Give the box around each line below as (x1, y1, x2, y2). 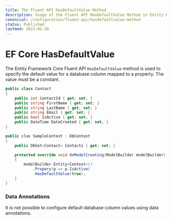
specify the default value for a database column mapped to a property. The (5, 71, 164, 77)
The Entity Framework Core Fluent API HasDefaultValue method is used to (5, 65, 161, 72)
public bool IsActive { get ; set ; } (14, 115, 93, 120)
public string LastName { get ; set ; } (14, 105, 97, 111)
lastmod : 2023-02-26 (5, 27, 50, 32)
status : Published (5, 21, 45, 27)
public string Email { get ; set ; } (14, 110, 91, 115)
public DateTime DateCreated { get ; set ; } (14, 120, 109, 125)
